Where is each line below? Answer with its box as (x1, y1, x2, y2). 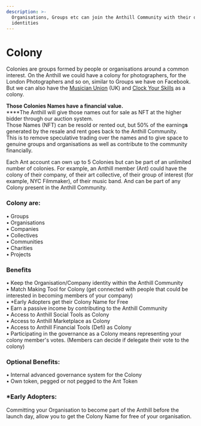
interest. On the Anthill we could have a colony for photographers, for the (6, 72, 187, 79)
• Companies (6, 225, 39, 232)
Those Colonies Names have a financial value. (6, 102, 124, 109)
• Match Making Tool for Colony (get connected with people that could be (6, 285, 188, 293)
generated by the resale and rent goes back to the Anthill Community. (6, 128, 178, 135)
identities (11, 20, 39, 26)
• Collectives (6, 232, 38, 239)
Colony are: (6, 199, 41, 207)
